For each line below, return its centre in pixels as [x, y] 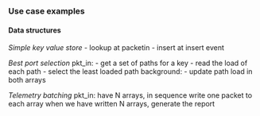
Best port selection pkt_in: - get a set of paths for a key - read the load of [128, 63]
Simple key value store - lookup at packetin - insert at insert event [116, 48]
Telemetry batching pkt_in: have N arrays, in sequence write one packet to [130, 95]
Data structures [35, 30]
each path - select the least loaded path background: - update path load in [130, 72]
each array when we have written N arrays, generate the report [112, 104]
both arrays [27, 80]
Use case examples [47, 11]
